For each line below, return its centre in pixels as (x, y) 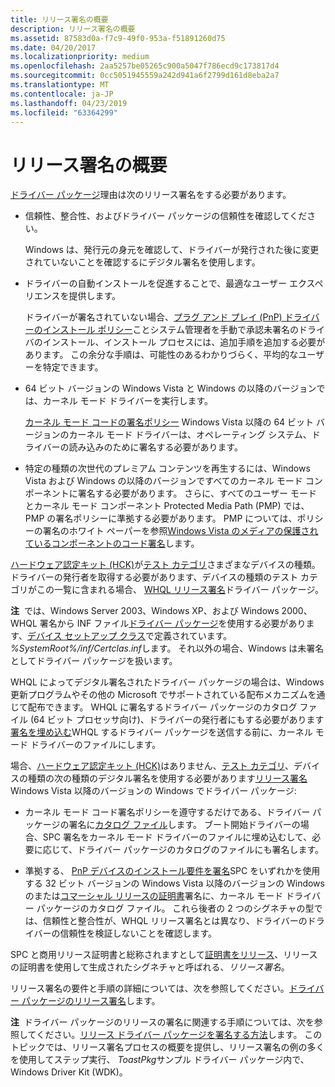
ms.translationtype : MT (60, 85)
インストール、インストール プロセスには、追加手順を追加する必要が (184, 342)
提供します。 (95, 296)
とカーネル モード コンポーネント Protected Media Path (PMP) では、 (167, 506)
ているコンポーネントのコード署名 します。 (112, 543)
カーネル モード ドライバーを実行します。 (127, 401)
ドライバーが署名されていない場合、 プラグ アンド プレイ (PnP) (153, 317)
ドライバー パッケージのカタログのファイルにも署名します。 (201, 850)
